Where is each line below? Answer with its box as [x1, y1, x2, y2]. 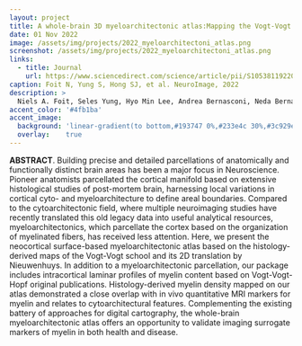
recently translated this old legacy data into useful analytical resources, [9, 212, 274, 223]
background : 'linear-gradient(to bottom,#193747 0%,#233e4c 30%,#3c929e [17, 122, 296, 131]
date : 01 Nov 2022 [9, 30, 78, 39]
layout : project [9, 13, 70, 22]
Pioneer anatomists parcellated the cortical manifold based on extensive [9, 173, 277, 184]
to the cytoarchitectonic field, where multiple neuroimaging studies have [9, 202, 277, 213]
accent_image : [9, 113, 63, 122]
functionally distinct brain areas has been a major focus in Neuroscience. [9, 164, 280, 175]
